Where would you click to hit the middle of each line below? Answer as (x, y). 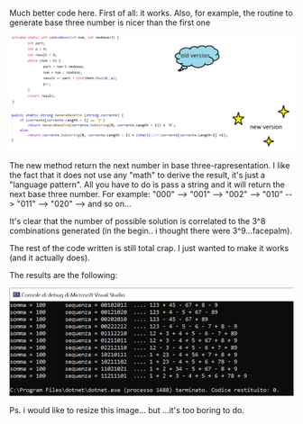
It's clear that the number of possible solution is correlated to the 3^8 (138, 221)
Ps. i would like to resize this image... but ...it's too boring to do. (127, 410)
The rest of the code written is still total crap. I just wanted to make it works (149, 248)
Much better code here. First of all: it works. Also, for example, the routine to (151, 13)
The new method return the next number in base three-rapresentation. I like (150, 166)
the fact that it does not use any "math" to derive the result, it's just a (138, 176)
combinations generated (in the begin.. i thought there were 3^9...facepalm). (151, 231)
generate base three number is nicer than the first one (110, 23)
